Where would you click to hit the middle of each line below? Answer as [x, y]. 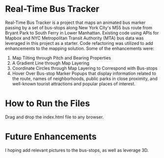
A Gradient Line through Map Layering [51, 63]
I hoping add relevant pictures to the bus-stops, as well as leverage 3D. [77, 150]
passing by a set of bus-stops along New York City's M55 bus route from [79, 27]
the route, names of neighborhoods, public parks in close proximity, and [85, 79]
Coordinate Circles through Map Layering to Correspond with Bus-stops [85, 68]
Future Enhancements [51, 137]
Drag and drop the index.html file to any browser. [54, 117]
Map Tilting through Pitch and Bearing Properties [61, 58]
